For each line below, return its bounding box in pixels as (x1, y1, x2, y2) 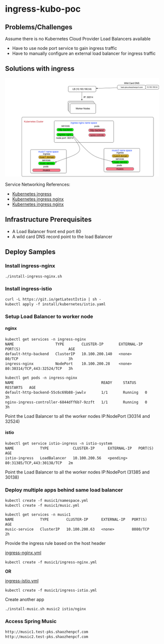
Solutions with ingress (5, 64, 75, 73)
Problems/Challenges (5, 23, 73, 31)
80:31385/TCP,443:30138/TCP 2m (5, 460, 73, 465)
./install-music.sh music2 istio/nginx (5, 607, 86, 612)
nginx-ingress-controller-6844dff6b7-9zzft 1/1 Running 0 (5, 400, 147, 405)
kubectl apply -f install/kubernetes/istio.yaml (5, 302, 106, 307)
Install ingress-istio (5, 285, 52, 292)
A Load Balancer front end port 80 (12, 228, 82, 234)
